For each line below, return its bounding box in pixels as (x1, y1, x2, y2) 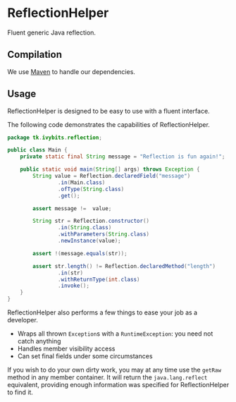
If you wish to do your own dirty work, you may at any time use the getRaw (7, 365, 222, 374)
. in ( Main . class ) (57, 178, 106, 186)
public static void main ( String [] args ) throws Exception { (20, 166, 200, 173)
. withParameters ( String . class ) (57, 231, 150, 238)
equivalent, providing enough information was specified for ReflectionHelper (7, 381, 230, 389)
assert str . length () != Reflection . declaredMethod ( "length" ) (32, 262, 216, 269)
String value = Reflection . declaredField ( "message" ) (32, 173, 191, 180)
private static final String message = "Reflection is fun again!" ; (20, 153, 225, 160)
